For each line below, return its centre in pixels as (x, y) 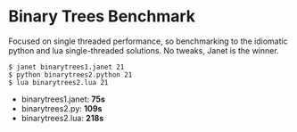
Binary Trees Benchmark (102, 16)
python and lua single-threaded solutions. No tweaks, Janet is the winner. (144, 50)
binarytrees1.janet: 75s (63, 99)
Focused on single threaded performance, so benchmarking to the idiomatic (148, 41)
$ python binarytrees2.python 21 (70, 74)
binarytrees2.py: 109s (62, 108)
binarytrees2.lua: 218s (62, 118)
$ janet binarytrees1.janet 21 (66, 67)
